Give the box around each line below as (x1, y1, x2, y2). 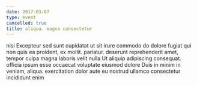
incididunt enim (6, 74, 44, 81)
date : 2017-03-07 (6, 8, 50, 15)
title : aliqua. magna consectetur (6, 25, 93, 32)
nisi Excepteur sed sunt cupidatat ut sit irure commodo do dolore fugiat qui (6, 42, 192, 49)
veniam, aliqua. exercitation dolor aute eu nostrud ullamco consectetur (6, 67, 181, 75)
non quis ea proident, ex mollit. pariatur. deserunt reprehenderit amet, (6, 49, 179, 56)
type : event (6, 14, 36, 20)
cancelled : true (6, 20, 47, 26)
